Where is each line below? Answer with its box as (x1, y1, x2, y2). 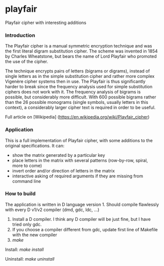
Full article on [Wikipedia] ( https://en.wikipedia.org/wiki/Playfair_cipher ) (5, 114, 150, 120)
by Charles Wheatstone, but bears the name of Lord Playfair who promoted (5, 53, 157, 59)
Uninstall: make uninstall (5, 256, 55, 262)
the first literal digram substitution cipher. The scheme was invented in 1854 (5, 48, 158, 54)
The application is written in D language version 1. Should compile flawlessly (5, 201, 159, 207)
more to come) (12, 163, 43, 169)
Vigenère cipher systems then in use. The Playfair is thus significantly (5, 78, 146, 84)
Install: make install (5, 246, 44, 252)
